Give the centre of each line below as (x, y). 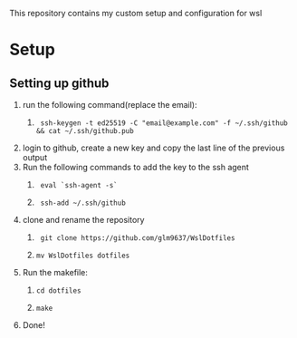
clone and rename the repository (83, 220)
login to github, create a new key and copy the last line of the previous (153, 148)
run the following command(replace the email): (110, 105)
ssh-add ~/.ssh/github (83, 203)
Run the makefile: (55, 272)
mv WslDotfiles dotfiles (83, 256)
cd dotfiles (58, 291)
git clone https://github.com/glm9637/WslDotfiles (138, 238)
